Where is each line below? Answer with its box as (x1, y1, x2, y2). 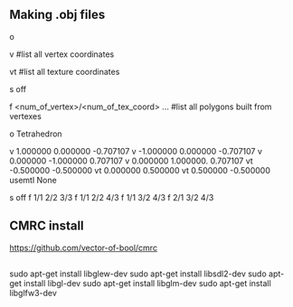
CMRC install (9, 219, 84, 234)
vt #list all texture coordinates (9, 66, 120, 77)
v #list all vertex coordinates (9, 49, 115, 60)
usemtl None (9, 174, 57, 185)
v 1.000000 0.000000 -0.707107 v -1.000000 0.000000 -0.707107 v (9, 145, 262, 156)
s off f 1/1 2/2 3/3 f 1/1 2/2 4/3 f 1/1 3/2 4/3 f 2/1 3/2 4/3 (9, 191, 214, 202)
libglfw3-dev (9, 288, 57, 299)
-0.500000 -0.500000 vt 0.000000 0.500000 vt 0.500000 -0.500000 (9, 164, 271, 175)
